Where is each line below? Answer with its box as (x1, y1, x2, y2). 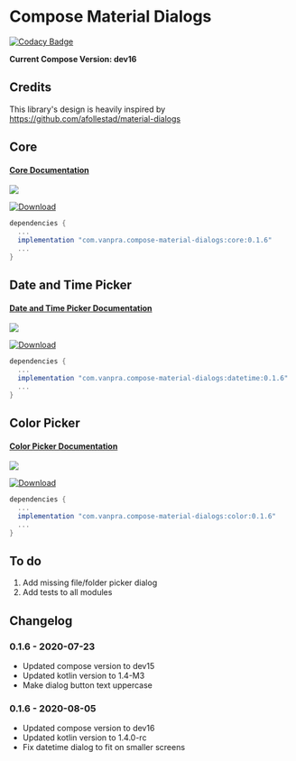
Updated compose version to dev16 (22, 723, 155, 734)
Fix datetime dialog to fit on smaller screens (22, 742, 186, 753)
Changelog (9, 613, 73, 628)
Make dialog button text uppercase (22, 680, 153, 691)
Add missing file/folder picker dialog (22, 577, 158, 588)
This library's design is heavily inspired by (9, 104, 166, 115)
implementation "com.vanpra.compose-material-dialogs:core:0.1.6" (17, 236, 273, 245)
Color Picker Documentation (9, 440, 118, 452)
